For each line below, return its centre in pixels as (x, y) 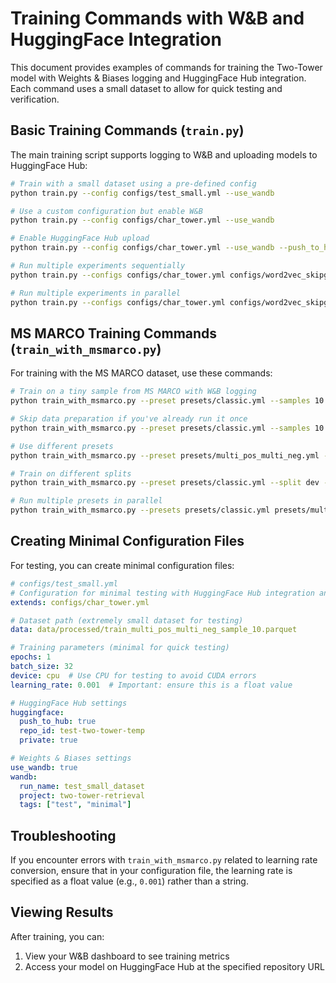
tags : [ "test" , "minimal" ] (75, 805)
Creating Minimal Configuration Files (127, 541)
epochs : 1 (31, 657)
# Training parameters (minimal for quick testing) (120, 648)
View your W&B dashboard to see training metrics (127, 956)
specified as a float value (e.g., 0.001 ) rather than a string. (129, 881)
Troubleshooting (63, 835)
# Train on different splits (71, 473)
